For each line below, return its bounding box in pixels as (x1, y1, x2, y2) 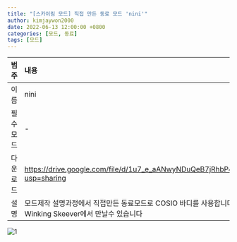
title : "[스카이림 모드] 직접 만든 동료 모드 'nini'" (7, 10, 148, 18)
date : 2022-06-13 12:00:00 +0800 (7, 23, 106, 30)
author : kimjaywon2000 (7, 17, 74, 24)
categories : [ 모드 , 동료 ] (7, 30, 78, 37)
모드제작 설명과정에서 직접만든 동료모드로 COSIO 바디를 (24, 198, 200, 208)
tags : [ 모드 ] (7, 37, 43, 44)
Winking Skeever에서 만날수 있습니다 (24, 209, 143, 219)
